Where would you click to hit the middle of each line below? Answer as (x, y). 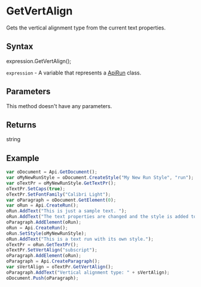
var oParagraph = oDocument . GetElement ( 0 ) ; (61, 200)
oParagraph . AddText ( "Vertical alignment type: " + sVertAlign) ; (88, 272)
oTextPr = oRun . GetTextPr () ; (42, 244)
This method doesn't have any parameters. (59, 106)
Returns (22, 125)
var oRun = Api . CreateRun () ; (42, 205)
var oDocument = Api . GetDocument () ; (52, 172)
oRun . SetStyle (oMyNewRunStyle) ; (46, 233)
